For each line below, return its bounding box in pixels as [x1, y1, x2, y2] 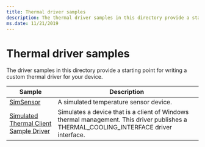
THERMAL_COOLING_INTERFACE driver [57, 123, 172, 132]
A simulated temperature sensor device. [57, 98, 172, 107]
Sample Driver [9, 127, 51, 135]
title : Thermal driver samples [6, 9, 86, 15]
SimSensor [9, 98, 41, 107]
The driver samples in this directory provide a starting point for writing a [6, 66, 187, 74]
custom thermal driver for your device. [6, 73, 103, 81]
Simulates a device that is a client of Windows [57, 108, 189, 117]
